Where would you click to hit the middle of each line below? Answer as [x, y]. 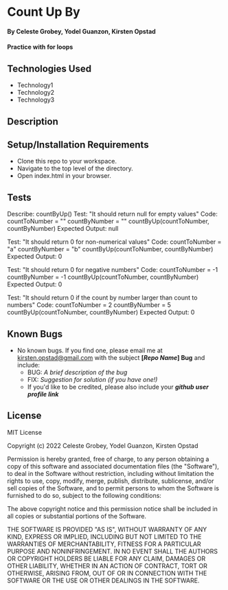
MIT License [25, 432]
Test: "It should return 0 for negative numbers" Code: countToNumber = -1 [113, 270]
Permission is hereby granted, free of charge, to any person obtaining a [108, 459]
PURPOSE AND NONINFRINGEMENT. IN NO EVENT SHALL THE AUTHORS [113, 551]
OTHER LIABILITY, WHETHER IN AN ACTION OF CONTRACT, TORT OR [107, 566]
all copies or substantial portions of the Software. [77, 516]
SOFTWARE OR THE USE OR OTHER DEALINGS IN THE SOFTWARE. [103, 580]
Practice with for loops [40, 47]
